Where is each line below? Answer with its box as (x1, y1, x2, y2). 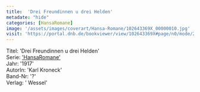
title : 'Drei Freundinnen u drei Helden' (6, 8, 113, 15)
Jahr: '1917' (6, 60, 34, 68)
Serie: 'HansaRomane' (6, 54, 61, 61)
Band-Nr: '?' (6, 73, 36, 80)
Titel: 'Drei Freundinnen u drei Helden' (6, 47, 100, 54)
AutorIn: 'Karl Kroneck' (6, 66, 62, 73)
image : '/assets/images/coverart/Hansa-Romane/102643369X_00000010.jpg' (6, 25, 190, 32)
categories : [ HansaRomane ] (6, 20, 73, 26)
